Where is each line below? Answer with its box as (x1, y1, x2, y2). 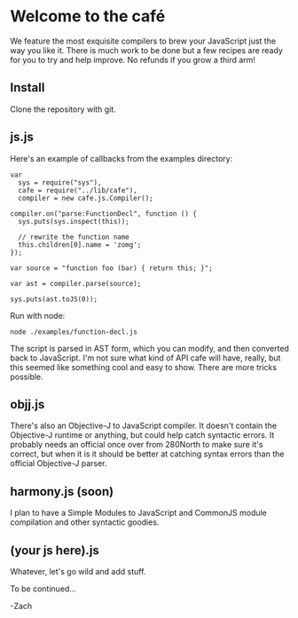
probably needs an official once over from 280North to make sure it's (10, 440, 263, 450)
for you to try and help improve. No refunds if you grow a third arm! (10, 54, 256, 65)
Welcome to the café (10, 6, 166, 27)
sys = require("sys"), (18, 178, 102, 187)
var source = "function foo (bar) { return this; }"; (10, 264, 214, 273)
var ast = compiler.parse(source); (10, 279, 142, 288)
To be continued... (10, 583, 76, 594)
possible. (10, 371, 43, 382)
